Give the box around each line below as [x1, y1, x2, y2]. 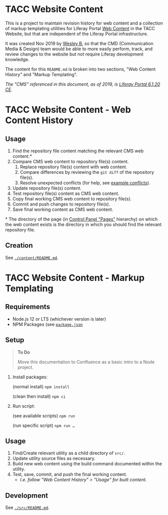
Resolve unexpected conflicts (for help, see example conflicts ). [20, 179, 150, 186]
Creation [5, 241, 33, 250]
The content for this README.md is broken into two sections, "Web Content [5, 66, 156, 72]
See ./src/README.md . [5, 504, 50, 510]
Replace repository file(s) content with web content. [20, 164, 127, 170]
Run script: [12, 403, 35, 409]
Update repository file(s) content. [12, 185, 82, 191]
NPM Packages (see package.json [12, 321, 83, 327]
